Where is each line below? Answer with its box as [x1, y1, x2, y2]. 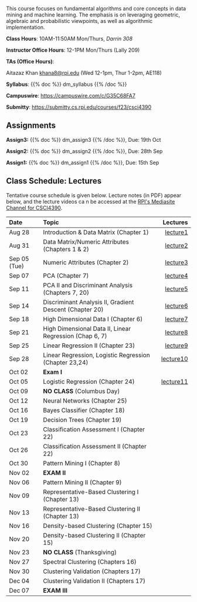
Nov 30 [9, 567, 30, 576]
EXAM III [43, 586, 67, 594]
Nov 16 [9, 521, 30, 530]
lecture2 [165, 241, 188, 250]
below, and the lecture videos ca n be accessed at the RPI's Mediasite [6, 198, 175, 205]
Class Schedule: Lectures [6, 176, 101, 186]
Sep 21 [9, 328, 29, 336]
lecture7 [165, 315, 188, 323]
